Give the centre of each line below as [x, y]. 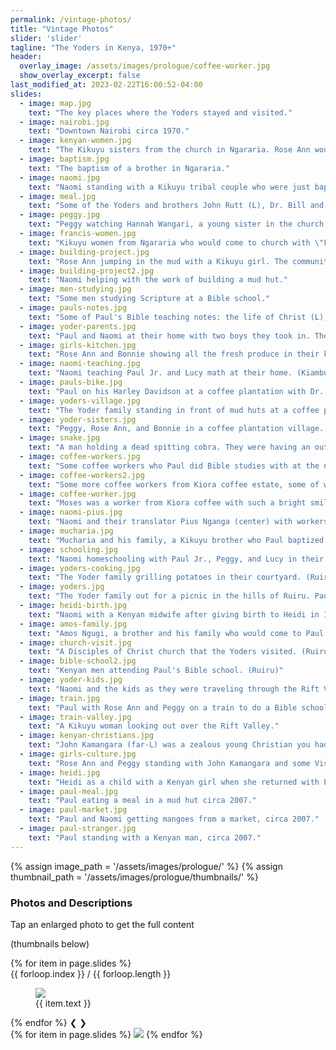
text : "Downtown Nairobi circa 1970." [109, 131]
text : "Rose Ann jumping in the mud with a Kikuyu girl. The [158, 261]
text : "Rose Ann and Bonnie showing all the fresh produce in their [174, 354]
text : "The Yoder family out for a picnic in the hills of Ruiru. [169, 596]
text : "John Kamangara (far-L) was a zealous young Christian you [169, 745]
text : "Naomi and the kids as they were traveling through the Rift [174, 689]
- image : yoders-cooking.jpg [80, 568]
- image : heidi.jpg [60, 772]
